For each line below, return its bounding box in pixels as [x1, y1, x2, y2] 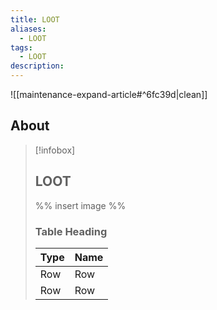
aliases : [10, 24, 47, 34]
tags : [10, 42, 33, 53]
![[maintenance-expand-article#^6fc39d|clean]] [10, 89, 208, 100]
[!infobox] [34, 144, 76, 156]
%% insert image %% [34, 199, 127, 211]
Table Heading [34, 224, 108, 238]
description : [10, 61, 65, 71]
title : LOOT [10, 14, 60, 25]
